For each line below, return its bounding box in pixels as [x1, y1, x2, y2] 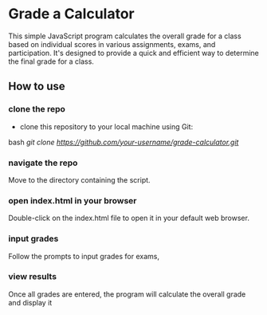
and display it [8, 297, 53, 307]
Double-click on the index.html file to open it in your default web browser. [8, 213, 249, 223]
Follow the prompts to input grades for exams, [8, 251, 159, 261]
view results [8, 271, 57, 282]
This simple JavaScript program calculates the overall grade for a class [8, 31, 241, 41]
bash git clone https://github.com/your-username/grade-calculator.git [8, 137, 239, 147]
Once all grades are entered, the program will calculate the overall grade [8, 289, 246, 299]
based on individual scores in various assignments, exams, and [8, 39, 216, 49]
